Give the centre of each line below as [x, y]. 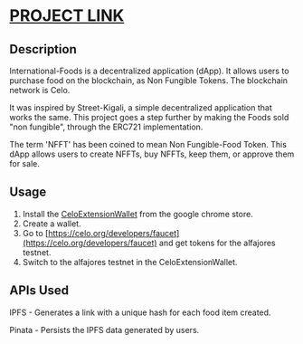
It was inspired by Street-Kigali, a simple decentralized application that [141, 108]
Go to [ [35, 233]
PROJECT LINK [67, 16]
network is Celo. [40, 90]
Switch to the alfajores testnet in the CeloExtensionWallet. [130, 262]
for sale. [25, 163]
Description [43, 49]
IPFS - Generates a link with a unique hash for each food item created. [140, 312]
